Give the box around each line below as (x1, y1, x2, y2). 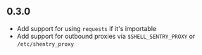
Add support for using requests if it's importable (16, 24, 156, 32)
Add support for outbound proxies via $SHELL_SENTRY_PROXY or (16, 32, 196, 40)
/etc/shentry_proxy (16, 40, 75, 48)
